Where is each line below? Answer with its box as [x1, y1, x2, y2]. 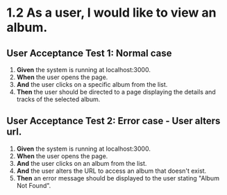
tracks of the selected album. [16, 95, 101, 103]
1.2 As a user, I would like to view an [6, 5, 217, 21]
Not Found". [16, 181, 51, 189]
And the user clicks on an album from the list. [16, 159, 147, 167]
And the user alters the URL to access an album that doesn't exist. [16, 167, 207, 175]
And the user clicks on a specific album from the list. [16, 80, 168, 88]
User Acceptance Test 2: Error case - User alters [6, 115, 221, 127]
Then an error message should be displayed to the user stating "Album [16, 173, 220, 182]
